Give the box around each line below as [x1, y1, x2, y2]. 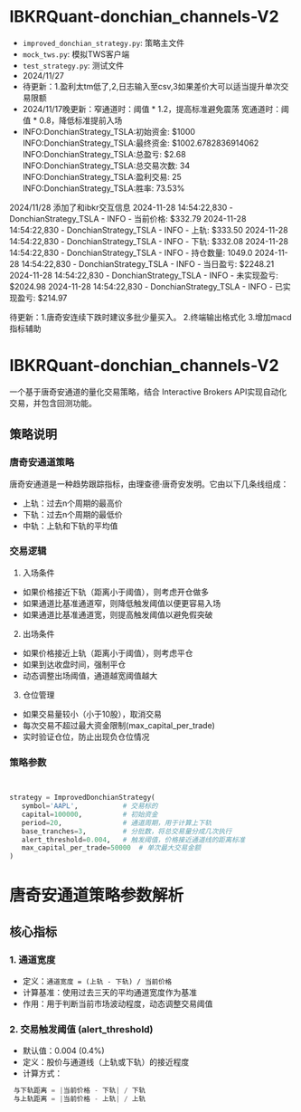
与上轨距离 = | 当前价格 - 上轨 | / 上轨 [13, 1095, 146, 1104]
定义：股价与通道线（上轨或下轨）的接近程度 [22, 1057, 190, 1068]
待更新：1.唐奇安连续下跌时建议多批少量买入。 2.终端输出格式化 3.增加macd [9, 311, 292, 322]
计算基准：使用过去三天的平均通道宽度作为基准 [22, 987, 197, 998]
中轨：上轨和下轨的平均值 [22, 520, 118, 531]
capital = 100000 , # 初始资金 [21, 810, 158, 819]
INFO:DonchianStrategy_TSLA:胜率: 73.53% [22, 183, 185, 194]
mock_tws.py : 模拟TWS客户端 [22, 48, 130, 60]
